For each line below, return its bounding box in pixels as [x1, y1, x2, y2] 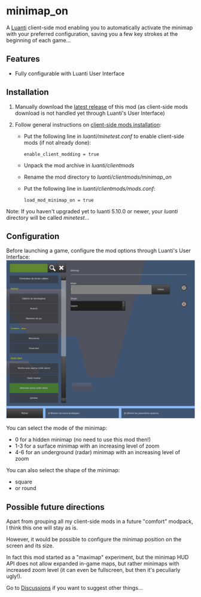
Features [6, 54, 40, 64]
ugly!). [6, 572, 22, 580]
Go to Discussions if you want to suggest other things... [6, 584, 143, 591]
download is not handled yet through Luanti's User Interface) [14, 109, 166, 117]
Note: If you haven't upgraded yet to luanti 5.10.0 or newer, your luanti [6, 207, 178, 215]
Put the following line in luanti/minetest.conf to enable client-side [23, 133, 184, 140]
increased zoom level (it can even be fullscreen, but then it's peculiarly [6, 566, 181, 573]
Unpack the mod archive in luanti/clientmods [23, 161, 135, 169]
